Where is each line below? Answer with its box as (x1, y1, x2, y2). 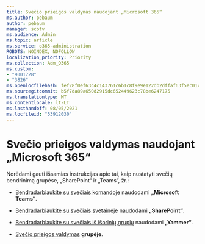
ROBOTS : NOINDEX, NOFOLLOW (6, 49, 75, 55)
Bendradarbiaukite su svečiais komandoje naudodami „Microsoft (15, 188, 179, 196)
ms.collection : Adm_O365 (6, 60, 70, 66)
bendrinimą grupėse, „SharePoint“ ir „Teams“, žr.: (6, 177, 129, 184)
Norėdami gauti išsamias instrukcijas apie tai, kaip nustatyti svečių (6, 170, 173, 178)
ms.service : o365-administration (6, 43, 92, 49)
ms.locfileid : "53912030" (6, 111, 72, 117)
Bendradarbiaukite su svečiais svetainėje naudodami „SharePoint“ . (15, 207, 185, 214)
